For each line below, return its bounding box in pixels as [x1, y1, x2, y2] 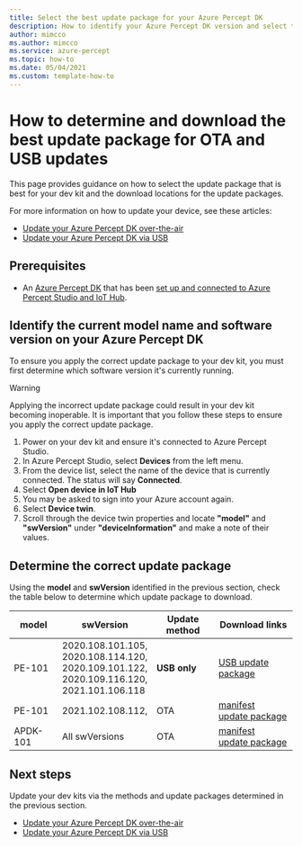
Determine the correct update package [9, 558, 232, 574]
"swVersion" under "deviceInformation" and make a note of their [22, 522, 270, 533]
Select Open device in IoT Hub [22, 485, 137, 495]
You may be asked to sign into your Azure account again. [22, 494, 234, 504]
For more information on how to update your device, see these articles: [9, 205, 272, 216]
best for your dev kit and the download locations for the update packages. [9, 188, 284, 199]
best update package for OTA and [9, 129, 265, 149]
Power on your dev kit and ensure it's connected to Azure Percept [22, 437, 267, 448]
